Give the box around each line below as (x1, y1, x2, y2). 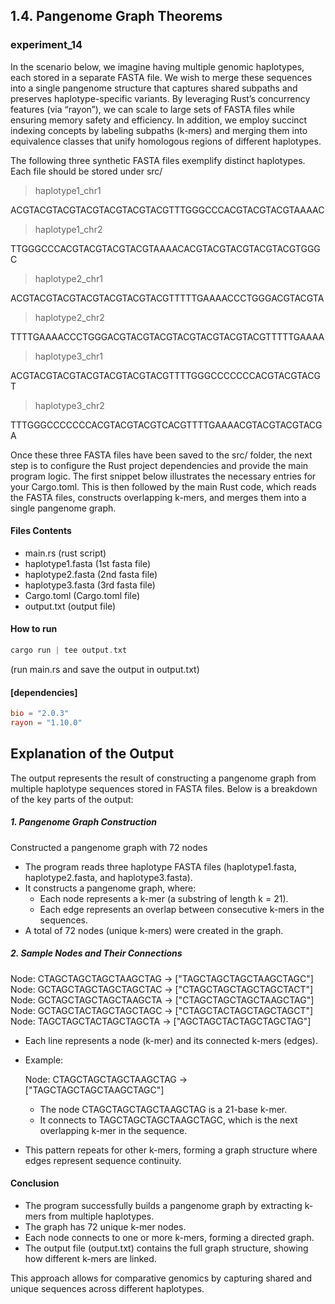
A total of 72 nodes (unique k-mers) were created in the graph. (24, 924, 284, 936)
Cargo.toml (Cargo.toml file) (24, 589, 141, 601)
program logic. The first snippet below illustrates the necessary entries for (10, 470, 317, 482)
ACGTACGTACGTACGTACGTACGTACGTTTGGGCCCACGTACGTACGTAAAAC (10, 204, 325, 216)
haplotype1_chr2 (34, 223, 103, 235)
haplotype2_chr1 (34, 272, 103, 284)
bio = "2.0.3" (10, 709, 70, 719)
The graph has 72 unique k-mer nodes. (24, 1220, 187, 1233)
